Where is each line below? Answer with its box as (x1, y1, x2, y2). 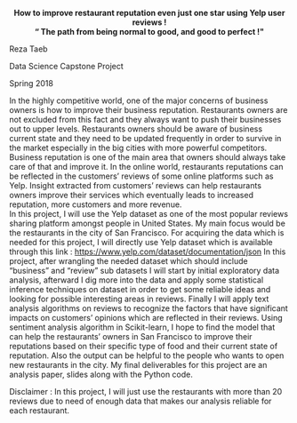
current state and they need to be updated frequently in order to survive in (9, 133, 282, 143)
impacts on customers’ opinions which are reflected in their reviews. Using (9, 313, 283, 323)
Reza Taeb (9, 44, 48, 54)
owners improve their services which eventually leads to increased (9, 190, 253, 200)
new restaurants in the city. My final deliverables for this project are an (9, 360, 268, 370)
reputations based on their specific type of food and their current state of (9, 341, 278, 351)
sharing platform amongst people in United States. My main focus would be (9, 218, 286, 228)
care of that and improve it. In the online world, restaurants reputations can (9, 162, 284, 172)
